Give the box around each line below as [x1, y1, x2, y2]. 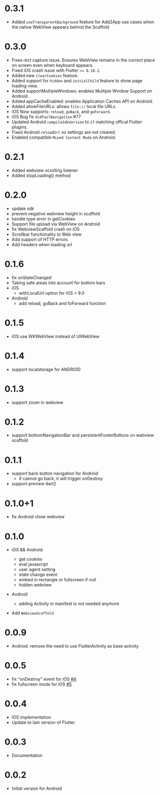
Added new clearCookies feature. [11, 72, 79, 78]
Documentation [11, 752, 43, 758]
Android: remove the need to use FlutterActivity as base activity [11, 643, 139, 649]
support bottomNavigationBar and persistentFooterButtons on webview [11, 432, 154, 438]
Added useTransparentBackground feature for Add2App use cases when [11, 19, 155, 25]
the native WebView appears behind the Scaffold [11, 24, 110, 30]
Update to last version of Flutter [11, 719, 76, 725]
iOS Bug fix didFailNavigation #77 [11, 113, 81, 119]
